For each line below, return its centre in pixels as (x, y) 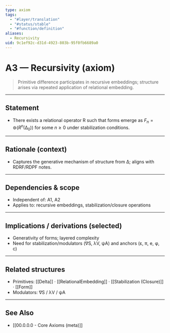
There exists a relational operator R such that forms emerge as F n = (83, 121)
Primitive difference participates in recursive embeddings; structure (88, 82)
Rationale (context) (36, 150)
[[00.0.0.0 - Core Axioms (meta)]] (48, 325)
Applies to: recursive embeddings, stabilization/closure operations (81, 205)
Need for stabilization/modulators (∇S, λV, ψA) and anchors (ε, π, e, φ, (86, 243)
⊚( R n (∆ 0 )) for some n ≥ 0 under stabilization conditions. (71, 128)
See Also (19, 313)
